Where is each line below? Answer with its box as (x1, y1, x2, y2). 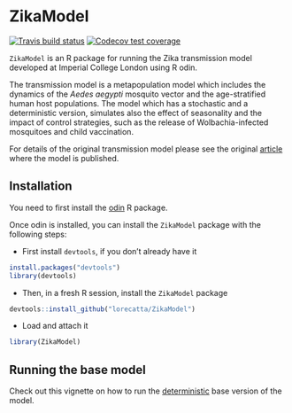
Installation (9, 179, 73, 194)
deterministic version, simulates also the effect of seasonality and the (9, 107, 263, 118)
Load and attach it (21, 321, 88, 331)
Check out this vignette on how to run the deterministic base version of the (9, 386, 282, 396)
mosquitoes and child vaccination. (9, 126, 134, 136)
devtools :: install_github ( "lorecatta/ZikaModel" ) (9, 304, 196, 314)
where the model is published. (9, 152, 119, 163)
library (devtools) (9, 271, 77, 280)
